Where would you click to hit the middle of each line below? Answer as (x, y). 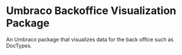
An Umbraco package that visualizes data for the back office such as (90, 39)
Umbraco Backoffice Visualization (91, 11)
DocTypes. (19, 46)
